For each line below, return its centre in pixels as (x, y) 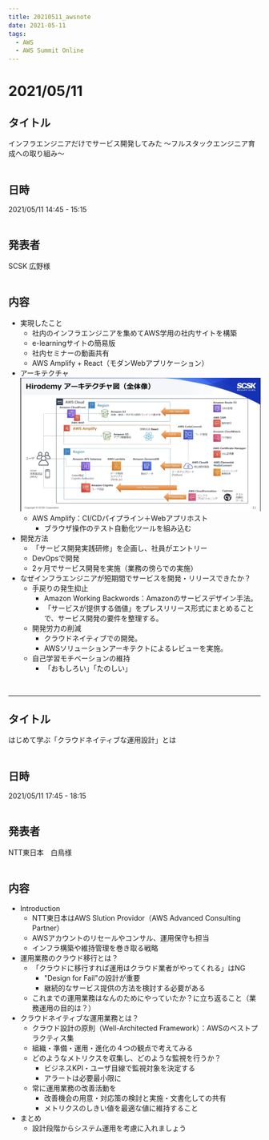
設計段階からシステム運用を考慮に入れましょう (109, 1128)
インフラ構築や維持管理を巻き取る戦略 (95, 948)
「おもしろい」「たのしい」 (88, 668)
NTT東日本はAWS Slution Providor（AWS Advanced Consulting (137, 917)
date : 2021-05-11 (37, 25)
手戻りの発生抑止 (60, 588)
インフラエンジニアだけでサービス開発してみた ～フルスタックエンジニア (128, 143)
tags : (17, 34)
